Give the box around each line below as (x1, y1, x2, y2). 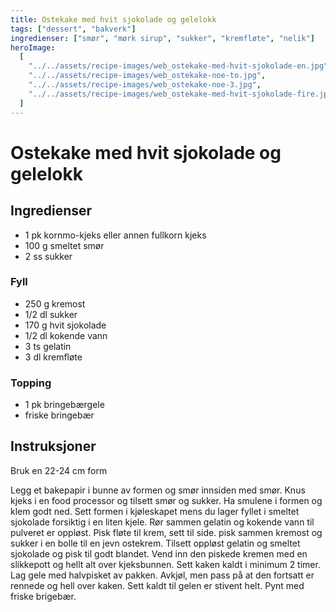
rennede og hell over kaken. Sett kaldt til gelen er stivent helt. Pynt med (10, 579, 305, 591)
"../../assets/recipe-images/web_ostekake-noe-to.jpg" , (28, 71, 267, 81)
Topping (10, 376, 52, 390)
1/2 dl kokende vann (24, 329, 108, 341)
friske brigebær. (10, 590, 77, 602)
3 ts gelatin (24, 340, 72, 352)
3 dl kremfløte (24, 351, 83, 363)
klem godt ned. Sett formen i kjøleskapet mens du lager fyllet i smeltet (10, 505, 300, 517)
